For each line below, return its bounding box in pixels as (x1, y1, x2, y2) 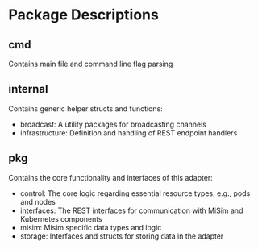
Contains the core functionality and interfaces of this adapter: (8, 172, 214, 182)
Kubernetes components (19, 214, 102, 223)
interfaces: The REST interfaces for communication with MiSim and (19, 205, 243, 215)
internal (8, 82, 48, 96)
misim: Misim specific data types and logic (19, 222, 162, 232)
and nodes (19, 197, 56, 206)
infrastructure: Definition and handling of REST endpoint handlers (19, 127, 238, 138)
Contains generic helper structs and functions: (8, 103, 163, 114)
